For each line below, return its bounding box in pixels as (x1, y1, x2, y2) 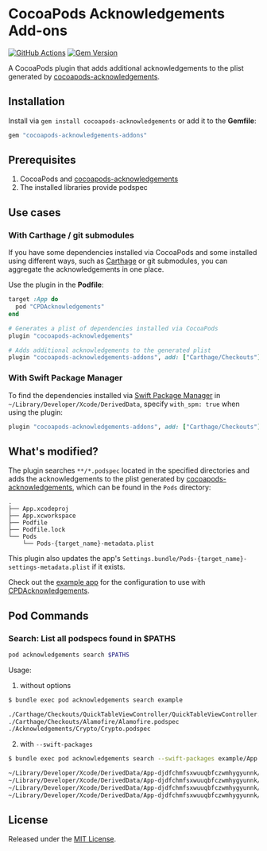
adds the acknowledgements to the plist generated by (8, 474, 185, 484)
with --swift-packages (19, 740, 93, 749)
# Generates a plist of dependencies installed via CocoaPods (8, 324, 219, 332)
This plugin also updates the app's (8, 554, 121, 563)
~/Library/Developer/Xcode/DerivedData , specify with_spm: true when (8, 399, 240, 408)
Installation (8, 95, 65, 108)
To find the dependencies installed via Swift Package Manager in (8, 390, 221, 400)
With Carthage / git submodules (8, 230, 135, 241)
